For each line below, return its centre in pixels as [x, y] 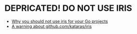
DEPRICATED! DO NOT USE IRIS [68, 8]
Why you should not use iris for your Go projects [60, 21]
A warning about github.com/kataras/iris [52, 26]
